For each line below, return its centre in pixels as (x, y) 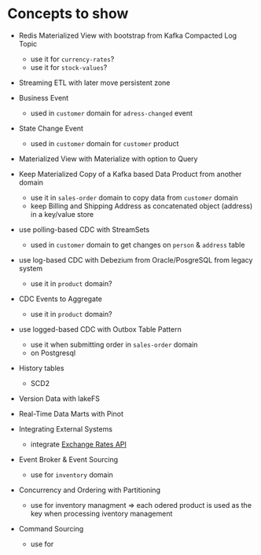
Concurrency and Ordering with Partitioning (89, 490)
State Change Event (51, 128)
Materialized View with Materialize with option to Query (108, 159)
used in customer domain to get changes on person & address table (138, 244)
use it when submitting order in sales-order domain (114, 344)
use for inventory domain (72, 474)
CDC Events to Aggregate (61, 299)
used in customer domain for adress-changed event (112, 113)
